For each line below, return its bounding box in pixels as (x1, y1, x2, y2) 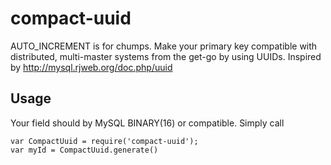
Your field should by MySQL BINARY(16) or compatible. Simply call (10, 117, 285, 129)
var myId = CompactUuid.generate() (10, 145, 159, 155)
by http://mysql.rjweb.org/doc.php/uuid (10, 61, 173, 73)
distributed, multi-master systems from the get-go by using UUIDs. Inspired (10, 50, 322, 62)
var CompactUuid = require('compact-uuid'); (10, 136, 199, 146)
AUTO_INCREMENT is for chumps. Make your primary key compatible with (10, 40, 318, 52)
